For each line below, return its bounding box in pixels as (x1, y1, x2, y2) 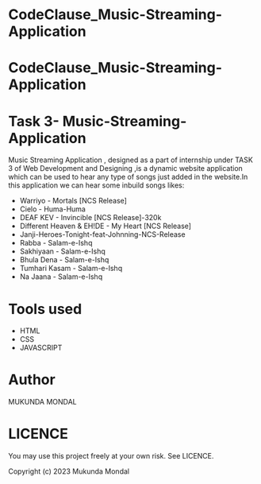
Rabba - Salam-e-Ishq (19, 238, 93, 248)
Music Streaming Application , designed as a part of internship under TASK (8, 155, 254, 165)
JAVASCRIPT (19, 343, 63, 353)
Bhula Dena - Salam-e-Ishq (19, 255, 109, 265)
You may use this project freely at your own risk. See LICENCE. (8, 451, 214, 461)
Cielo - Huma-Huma (19, 204, 86, 214)
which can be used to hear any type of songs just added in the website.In (8, 172, 248, 182)
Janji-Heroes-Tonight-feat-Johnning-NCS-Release (19, 230, 186, 239)
